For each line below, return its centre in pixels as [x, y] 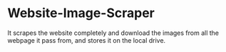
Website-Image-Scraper [81, 13]
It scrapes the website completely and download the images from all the [113, 33]
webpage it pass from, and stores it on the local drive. [87, 40]
